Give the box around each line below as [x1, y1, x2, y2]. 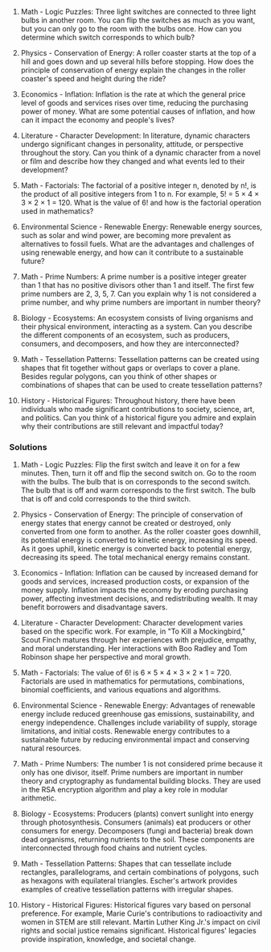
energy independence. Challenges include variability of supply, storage [20, 717, 257, 728]
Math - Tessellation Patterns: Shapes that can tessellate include [20, 858, 232, 869]
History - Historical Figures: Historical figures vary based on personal [20, 900, 252, 910]
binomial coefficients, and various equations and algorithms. [20, 685, 221, 695]
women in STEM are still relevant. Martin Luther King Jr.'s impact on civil [20, 917, 261, 927]
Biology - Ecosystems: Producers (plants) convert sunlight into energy [20, 809, 254, 819]
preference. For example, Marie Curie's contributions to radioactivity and [20, 908, 263, 918]
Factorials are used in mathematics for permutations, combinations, [20, 676, 244, 686]
